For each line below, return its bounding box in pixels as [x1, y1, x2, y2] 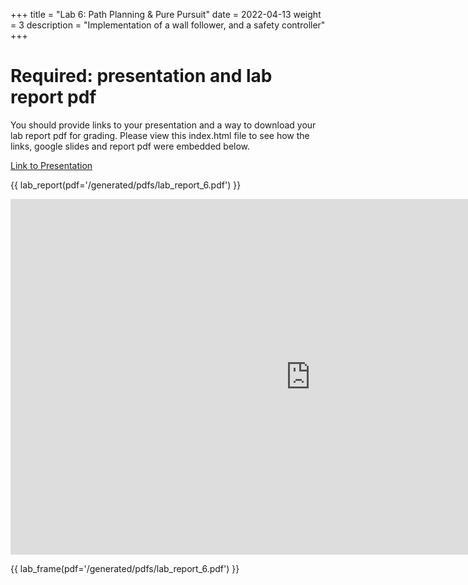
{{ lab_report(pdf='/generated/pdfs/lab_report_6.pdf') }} [10, 179, 242, 191]
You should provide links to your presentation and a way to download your [10, 119, 317, 131]
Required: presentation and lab [10, 65, 273, 88]
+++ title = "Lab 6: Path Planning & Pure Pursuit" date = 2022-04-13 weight [10, 9, 322, 20]
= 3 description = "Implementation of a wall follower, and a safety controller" [10, 19, 326, 31]
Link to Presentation [10, 159, 93, 171]
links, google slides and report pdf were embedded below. [10, 140, 251, 152]
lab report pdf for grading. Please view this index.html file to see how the [10, 129, 310, 141]
